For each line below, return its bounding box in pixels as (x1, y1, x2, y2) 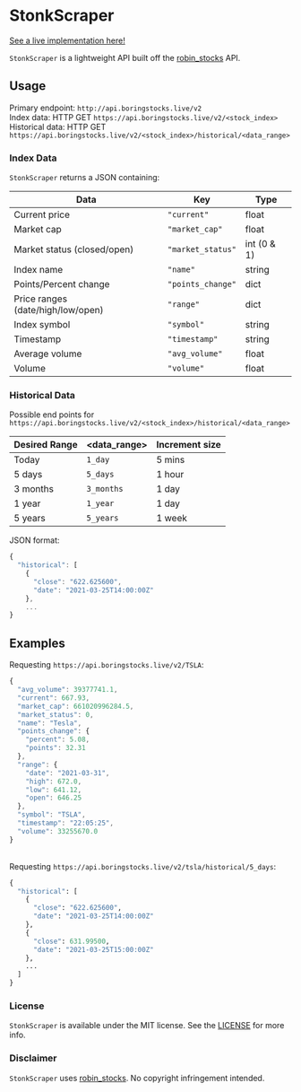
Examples (9, 635, 65, 651)
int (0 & (245, 238, 276, 250)
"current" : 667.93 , (17, 693, 90, 703)
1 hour (156, 468, 185, 481)
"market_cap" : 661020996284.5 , (17, 702, 134, 711)
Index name (13, 264, 64, 276)
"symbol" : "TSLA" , (17, 810, 87, 819)
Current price (13, 208, 70, 221)
